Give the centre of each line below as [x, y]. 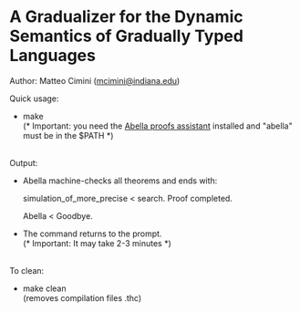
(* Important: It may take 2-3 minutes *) [97, 243]
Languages [52, 56]
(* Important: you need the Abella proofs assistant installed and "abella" [158, 126]
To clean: [27, 270]
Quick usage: [34, 99]
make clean [44, 288]
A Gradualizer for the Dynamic [126, 17]
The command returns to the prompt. [92, 234]
